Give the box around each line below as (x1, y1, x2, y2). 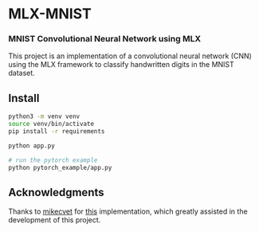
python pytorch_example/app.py (8, 163, 112, 171)
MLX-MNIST (8, 5, 92, 23)
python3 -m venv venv (8, 112, 80, 120)
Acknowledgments (8, 185, 105, 199)
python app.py (8, 141, 56, 150)
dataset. (8, 69, 36, 78)
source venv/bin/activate (8, 120, 94, 128)
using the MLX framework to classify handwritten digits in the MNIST (8, 60, 235, 69)
